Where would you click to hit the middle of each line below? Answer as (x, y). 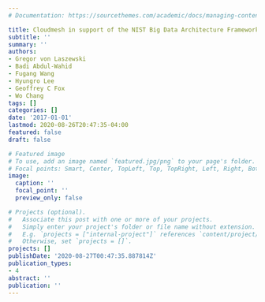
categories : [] (33, 110)
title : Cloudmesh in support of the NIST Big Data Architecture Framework (134, 30)
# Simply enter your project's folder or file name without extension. (132, 227)
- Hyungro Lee (32, 81)
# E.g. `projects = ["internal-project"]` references (102, 234)
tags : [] (22, 103)
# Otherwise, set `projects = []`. (70, 241)
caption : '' (35, 183)
